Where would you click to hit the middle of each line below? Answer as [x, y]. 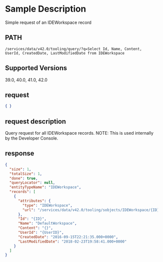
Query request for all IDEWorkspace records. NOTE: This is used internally [79, 133]
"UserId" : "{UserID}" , [41, 232]
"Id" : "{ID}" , [32, 219]
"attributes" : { [34, 201]
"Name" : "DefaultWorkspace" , [47, 224]
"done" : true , [24, 178]
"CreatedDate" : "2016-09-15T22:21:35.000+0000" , [68, 237]
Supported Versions [36, 68]
